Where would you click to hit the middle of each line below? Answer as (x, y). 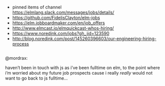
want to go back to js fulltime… (37, 78)
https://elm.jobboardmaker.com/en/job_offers (59, 23)
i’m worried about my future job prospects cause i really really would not (79, 73)
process (21, 44)
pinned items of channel (37, 7)
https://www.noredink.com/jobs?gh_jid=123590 (61, 33)
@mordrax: (17, 58)
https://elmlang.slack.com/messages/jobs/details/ (63, 12)
